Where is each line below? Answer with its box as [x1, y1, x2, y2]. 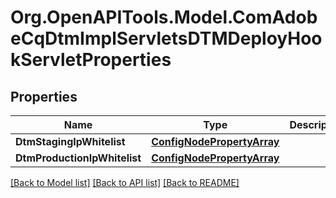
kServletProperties [10, 49, 172, 71]
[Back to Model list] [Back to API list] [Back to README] [10, 177, 240, 188]
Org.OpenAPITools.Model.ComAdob [10, 6, 318, 29]
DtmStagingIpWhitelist [15, 135, 126, 148]
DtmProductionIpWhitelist [15, 151, 142, 165]
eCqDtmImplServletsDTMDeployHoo [10, 27, 323, 50]
